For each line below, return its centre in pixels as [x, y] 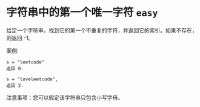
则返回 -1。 [20, 37]
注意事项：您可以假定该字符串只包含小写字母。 [65, 97]
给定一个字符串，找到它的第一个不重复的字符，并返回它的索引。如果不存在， [102, 30]
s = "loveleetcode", [32, 79]
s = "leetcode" [25, 62]
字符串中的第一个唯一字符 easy [82, 12]
